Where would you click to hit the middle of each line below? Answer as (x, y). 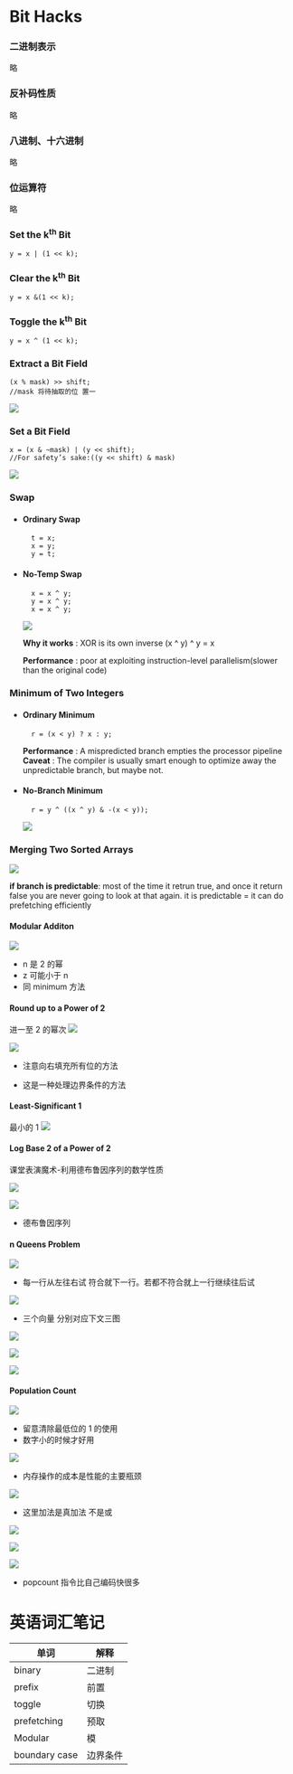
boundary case (46, 1755)
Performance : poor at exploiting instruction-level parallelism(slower (150, 660)
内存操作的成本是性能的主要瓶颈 (82, 1477)
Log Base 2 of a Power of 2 (60, 1148)
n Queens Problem (45, 1244)
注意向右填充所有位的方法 (70, 1065)
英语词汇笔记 (57, 1623)
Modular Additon (42, 926)
